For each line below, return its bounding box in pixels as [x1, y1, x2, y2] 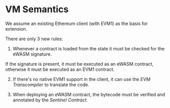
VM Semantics [5, 4, 69, 15]
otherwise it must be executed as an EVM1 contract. [5, 66, 115, 72]
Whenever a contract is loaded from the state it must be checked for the [12, 45, 165, 51]
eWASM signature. [12, 51, 52, 57]
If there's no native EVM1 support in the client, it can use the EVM [12, 76, 151, 82]
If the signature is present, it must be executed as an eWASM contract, [5, 61, 154, 67]
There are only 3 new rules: [5, 36, 63, 42]
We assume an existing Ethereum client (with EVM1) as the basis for [5, 20, 148, 26]
